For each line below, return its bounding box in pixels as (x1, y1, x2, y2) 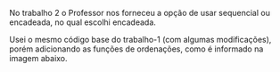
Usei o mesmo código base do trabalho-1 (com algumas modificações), (9, 35, 272, 44)
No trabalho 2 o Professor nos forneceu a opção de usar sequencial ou (9, 8, 270, 18)
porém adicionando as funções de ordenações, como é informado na (9, 44, 264, 54)
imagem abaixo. (9, 53, 69, 63)
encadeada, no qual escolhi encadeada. (9, 17, 156, 28)
